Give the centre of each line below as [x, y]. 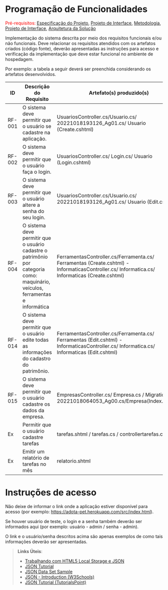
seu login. [34, 217]
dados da [33, 410]
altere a [31, 205]
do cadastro [36, 358]
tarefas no [34, 464]
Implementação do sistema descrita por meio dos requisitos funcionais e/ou [83, 38]
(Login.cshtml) [74, 162]
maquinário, [36, 282]
